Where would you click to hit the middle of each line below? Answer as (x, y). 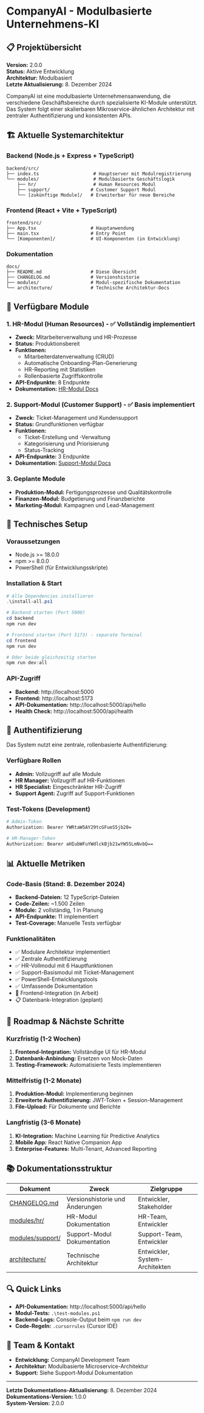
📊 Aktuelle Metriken (46, 863)
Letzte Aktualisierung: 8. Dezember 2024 (59, 84)
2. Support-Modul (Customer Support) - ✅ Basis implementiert (101, 404)
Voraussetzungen (33, 541)
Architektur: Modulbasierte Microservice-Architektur (82, 1366)
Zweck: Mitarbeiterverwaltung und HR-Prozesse (76, 337)
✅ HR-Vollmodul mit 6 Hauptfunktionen (64, 966)
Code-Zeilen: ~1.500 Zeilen (50, 904)
